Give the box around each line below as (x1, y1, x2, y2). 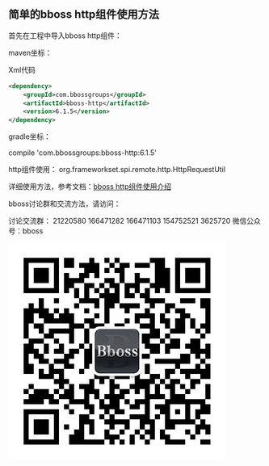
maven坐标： (8, 48, 53, 57)
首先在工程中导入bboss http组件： (8, 31, 123, 40)
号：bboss (8, 226, 44, 236)
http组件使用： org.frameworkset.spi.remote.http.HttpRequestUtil (8, 165, 226, 174)
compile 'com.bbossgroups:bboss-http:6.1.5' (8, 148, 158, 157)
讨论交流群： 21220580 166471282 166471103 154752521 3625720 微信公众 (8, 216, 261, 226)
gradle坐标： (8, 132, 51, 141)
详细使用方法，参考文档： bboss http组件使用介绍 (8, 182, 172, 191)
